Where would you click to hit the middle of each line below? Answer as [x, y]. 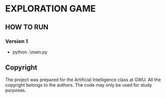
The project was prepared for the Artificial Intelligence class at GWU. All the [83, 80]
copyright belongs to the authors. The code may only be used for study [79, 85]
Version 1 [17, 41]
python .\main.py [30, 52]
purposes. [16, 90]
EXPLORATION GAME [50, 9]
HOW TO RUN [27, 27]
